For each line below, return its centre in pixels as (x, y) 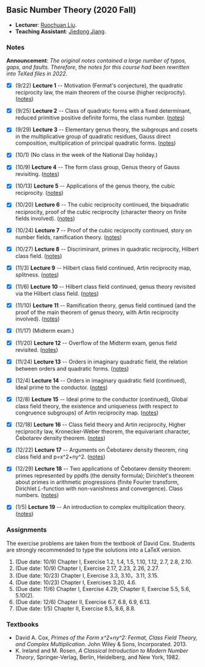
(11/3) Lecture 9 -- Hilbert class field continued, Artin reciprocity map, (103, 268)
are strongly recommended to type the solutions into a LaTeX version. (94, 550)
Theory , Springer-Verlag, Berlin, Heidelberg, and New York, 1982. (98, 657)
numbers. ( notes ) (37, 495)
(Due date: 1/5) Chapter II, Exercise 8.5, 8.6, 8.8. (75, 608)
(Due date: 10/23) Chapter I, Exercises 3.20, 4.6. (76, 582)
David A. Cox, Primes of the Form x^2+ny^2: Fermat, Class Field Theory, (106, 638)
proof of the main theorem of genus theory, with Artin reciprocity (97, 312)
